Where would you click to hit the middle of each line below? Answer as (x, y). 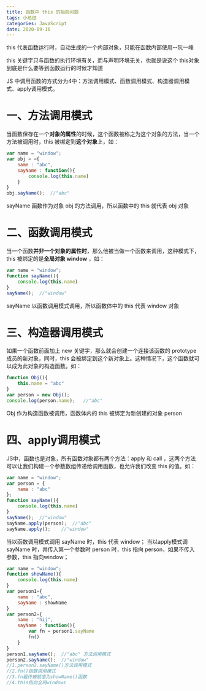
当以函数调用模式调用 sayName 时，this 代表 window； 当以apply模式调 (97, 541)
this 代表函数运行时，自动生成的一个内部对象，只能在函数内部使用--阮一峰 (100, 47)
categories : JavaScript (37, 23)
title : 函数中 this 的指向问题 (43, 12)
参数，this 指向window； (38, 557)
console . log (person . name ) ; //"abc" (55, 400)
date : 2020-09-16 (29, 29)
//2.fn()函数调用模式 (31, 671)
